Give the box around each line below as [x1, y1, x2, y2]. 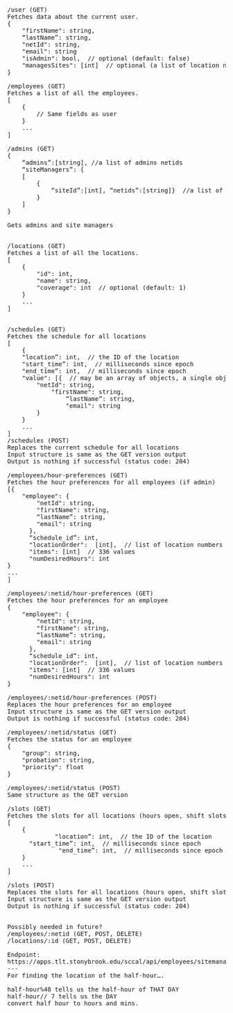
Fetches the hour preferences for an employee [7, 597, 169, 604]
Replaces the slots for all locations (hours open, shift [7, 889, 209, 896]
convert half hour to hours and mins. [7, 1000, 139, 1007]
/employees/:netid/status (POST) [7, 784, 121, 791]
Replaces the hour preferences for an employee [7, 701, 172, 708]
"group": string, [21, 750, 81, 757]
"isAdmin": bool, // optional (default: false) [21, 55, 191, 62]
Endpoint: [7, 951, 40, 958]
